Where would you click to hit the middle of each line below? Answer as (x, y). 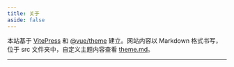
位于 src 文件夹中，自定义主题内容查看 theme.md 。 (81, 49)
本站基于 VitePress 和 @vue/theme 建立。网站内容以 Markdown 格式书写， (115, 40)
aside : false (26, 20)
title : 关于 (23, 13)
